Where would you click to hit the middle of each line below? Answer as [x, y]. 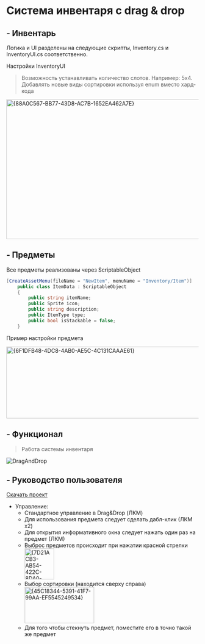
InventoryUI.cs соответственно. [47, 54]
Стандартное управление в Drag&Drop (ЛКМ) [84, 513]
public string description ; [64, 309]
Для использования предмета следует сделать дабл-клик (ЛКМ [108, 519]
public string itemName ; [60, 298]
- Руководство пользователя [64, 480]
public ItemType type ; [57, 315]
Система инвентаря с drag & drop [95, 11]
